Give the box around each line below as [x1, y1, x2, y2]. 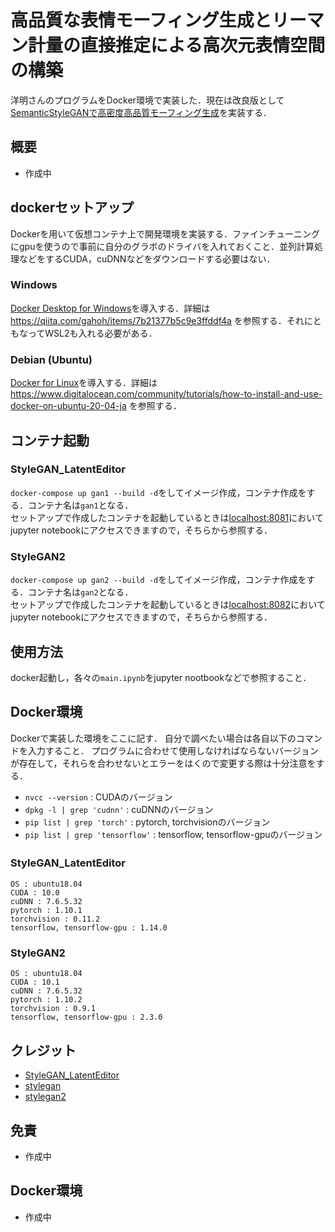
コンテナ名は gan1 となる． [27, 499, 134, 511]
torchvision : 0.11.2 [10, 914, 101, 925]
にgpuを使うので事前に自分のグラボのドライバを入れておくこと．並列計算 [10, 240, 315, 252]
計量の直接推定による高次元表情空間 [28, 34, 326, 57]
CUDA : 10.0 [10, 888, 60, 898]
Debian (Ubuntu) [10, 352, 93, 366]
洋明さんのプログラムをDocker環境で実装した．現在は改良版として [10, 94, 285, 106]
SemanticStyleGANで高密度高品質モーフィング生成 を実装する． [10, 106, 273, 118]
